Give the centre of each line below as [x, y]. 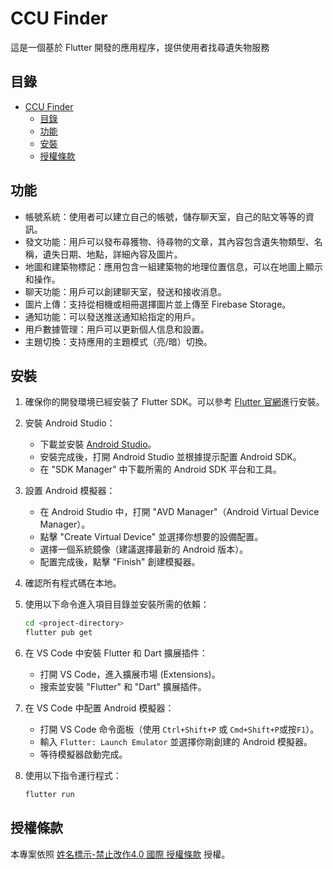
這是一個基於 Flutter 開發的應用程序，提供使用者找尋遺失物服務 [140, 47]
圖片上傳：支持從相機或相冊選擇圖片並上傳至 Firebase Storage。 [158, 304]
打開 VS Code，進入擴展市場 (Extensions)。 [130, 674]
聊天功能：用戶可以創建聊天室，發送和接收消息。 [125, 291]
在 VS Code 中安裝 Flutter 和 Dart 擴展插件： [116, 653]
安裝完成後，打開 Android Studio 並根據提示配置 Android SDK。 [170, 457]
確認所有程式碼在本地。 [73, 583]
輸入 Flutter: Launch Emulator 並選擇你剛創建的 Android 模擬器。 [176, 742]
